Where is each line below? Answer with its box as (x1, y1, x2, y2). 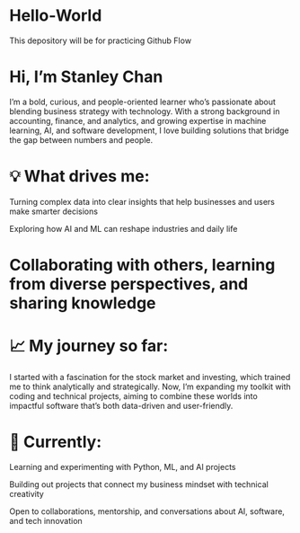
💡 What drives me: (9, 166, 150, 187)
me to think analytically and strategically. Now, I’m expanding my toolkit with (9, 381, 292, 392)
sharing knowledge (9, 293, 156, 313)
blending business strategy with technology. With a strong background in (9, 105, 280, 117)
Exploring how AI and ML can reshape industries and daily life (9, 223, 238, 234)
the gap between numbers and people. (9, 134, 154, 145)
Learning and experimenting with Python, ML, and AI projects (9, 461, 236, 472)
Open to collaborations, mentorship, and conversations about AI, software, (9, 505, 286, 517)
